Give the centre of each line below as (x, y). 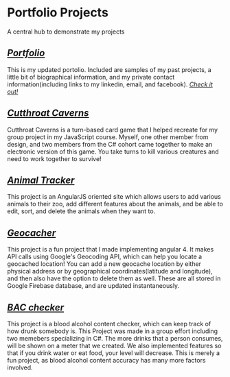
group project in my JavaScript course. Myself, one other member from (108, 137)
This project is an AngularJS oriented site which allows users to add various (114, 197)
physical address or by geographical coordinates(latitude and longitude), (110, 271)
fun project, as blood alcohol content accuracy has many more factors (106, 360)
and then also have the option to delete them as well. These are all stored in (114, 278)
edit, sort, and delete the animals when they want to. (81, 211)
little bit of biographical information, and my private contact (91, 77)
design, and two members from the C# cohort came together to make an (110, 144)
